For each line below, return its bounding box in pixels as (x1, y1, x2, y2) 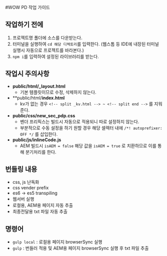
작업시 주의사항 (5, 70, 50, 78)
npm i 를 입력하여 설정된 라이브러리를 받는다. (12, 53, 99, 59)
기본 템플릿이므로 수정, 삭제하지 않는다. (20, 89, 97, 95)
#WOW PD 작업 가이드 (5, 5, 50, 10)
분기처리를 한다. (25, 149, 57, 155)
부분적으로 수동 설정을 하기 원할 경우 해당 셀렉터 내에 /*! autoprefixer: (20, 125, 162, 131)
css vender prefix (12, 185, 49, 191)
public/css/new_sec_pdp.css (12, 112, 75, 119)
